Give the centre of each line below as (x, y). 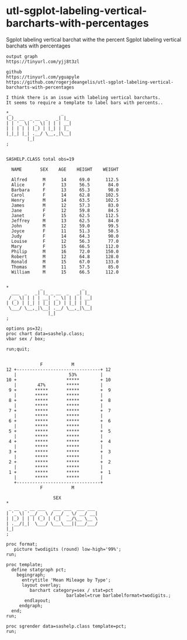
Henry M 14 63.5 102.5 (65, 200)
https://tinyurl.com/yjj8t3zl (43, 62)
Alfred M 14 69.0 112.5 (65, 180)
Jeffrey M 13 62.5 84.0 (65, 221)
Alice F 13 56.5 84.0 (65, 185)
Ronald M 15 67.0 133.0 (65, 262)
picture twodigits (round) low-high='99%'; (67, 549)
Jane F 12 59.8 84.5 (65, 210)
